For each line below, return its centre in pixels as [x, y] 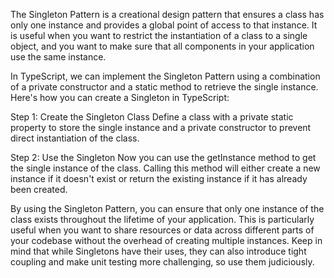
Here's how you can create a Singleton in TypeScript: [120, 97]
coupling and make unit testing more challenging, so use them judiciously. [162, 262]
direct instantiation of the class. [75, 138]
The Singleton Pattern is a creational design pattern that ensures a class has [167, 14]
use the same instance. [58, 57]
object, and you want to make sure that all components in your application [162, 46]
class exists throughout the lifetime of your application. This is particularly [162, 219]
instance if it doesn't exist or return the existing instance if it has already [159, 178]
